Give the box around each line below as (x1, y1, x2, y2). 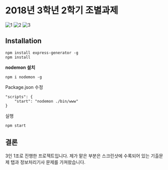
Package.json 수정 (5, 84, 43, 90)
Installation (5, 37, 42, 45)
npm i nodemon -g (5, 75, 42, 80)
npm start (5, 123, 26, 128)
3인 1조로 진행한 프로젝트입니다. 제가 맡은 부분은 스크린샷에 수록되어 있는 (5, 153, 150, 159)
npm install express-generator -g (5, 50, 79, 55)
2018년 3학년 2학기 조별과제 (5, 5, 119, 16)
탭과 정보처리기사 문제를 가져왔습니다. (10, 159, 86, 165)
